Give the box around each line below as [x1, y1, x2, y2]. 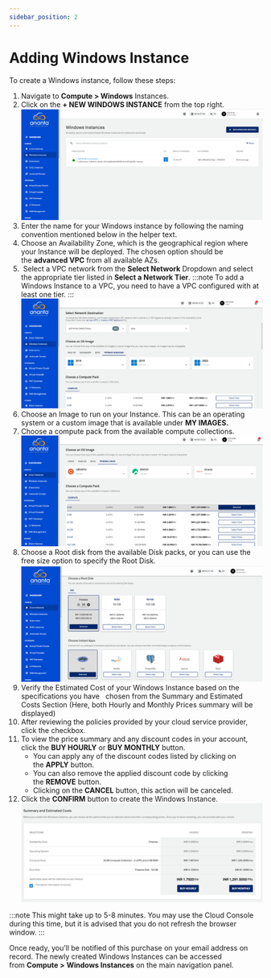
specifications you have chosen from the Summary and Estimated [20, 691, 244, 701]
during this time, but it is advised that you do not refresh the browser [9, 919, 236, 929]
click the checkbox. [20, 726, 86, 736]
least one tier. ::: [20, 290, 75, 300]
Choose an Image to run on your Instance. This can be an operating [20, 409, 245, 419]
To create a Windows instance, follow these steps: [9, 75, 176, 85]
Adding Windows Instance [9, 48, 190, 67]
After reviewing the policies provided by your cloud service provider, [20, 717, 248, 727]
